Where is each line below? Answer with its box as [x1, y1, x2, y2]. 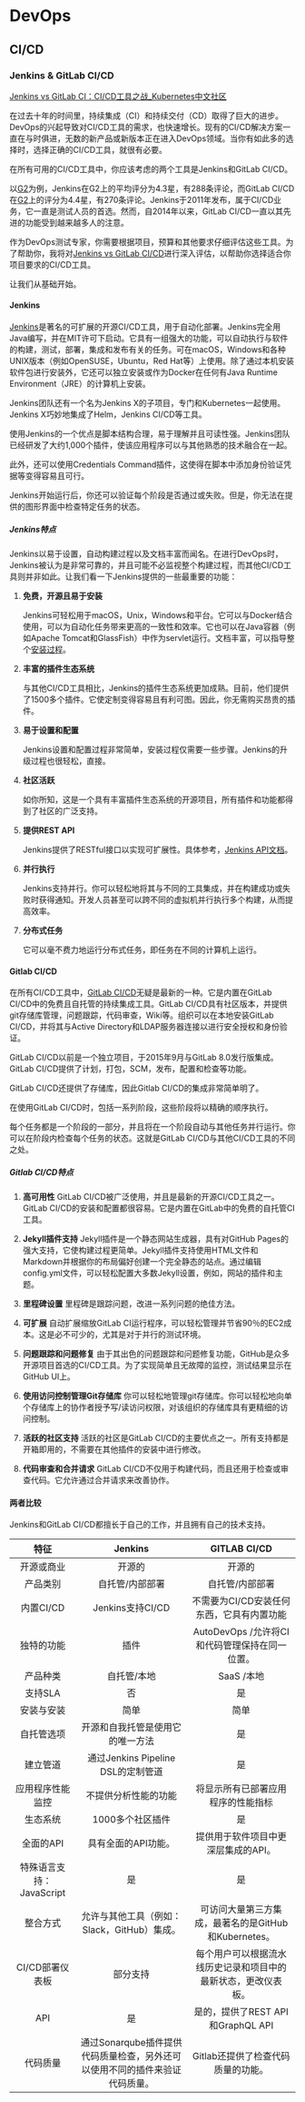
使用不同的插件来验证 [90, 2064, 182, 2077]
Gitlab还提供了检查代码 [192, 2050, 290, 2063]
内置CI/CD [20, 1601, 65, 1614]
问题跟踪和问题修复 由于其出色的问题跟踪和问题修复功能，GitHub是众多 [22, 1348, 290, 1359]
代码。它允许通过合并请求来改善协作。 [30, 1475, 174, 1486]
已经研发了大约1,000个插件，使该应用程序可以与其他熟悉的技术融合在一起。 [9, 440, 292, 451]
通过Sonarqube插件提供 [80, 2036, 183, 2049]
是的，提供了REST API [193, 2006, 289, 2018]
